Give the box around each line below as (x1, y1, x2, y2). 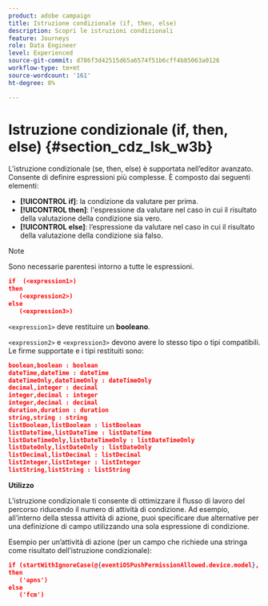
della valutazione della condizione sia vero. (19, 214, 162, 223)
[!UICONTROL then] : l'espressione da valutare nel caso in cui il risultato (19, 205, 258, 215)
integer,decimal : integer (8, 391, 98, 400)
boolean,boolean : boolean (8, 361, 98, 369)
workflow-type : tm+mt (8, 64, 81, 72)
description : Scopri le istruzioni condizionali (8, 26, 174, 35)
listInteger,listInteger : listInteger (8, 458, 142, 466)
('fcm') (18, 591, 45, 599)
